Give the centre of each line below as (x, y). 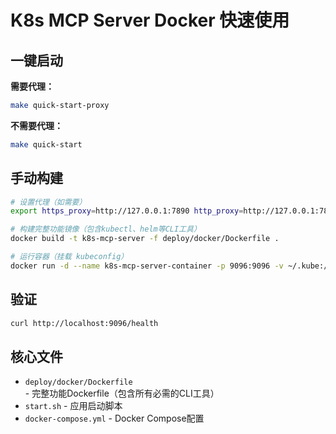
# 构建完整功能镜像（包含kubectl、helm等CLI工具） (106, 229)
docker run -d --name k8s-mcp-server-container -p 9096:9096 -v (147, 266)
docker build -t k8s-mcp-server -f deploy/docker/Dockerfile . (145, 239)
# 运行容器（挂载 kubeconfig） (69, 257)
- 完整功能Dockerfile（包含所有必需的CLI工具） (122, 393)
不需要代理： (36, 125)
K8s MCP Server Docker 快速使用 (150, 20)
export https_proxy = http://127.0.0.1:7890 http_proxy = (127, 211)
